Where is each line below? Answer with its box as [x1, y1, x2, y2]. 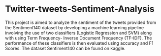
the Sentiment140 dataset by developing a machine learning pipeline [5, 24, 144, 30]
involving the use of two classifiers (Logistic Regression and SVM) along [5, 30, 152, 36]
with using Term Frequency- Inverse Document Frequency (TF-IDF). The [5, 35, 152, 41]
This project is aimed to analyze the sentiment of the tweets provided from [5, 19, 157, 25]
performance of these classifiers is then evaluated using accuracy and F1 [5, 40, 154, 46]
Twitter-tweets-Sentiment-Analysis [5, 3, 155, 15]
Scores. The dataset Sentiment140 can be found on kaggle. [5, 45, 126, 51]
